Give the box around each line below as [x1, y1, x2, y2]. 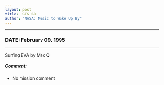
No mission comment [12, 75, 55, 81]
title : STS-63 [5, 12, 36, 16]
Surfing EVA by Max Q [5, 52, 50, 58]
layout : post [5, 7, 32, 12]
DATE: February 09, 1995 [5, 37, 65, 43]
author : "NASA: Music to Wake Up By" [5, 16, 82, 21]
